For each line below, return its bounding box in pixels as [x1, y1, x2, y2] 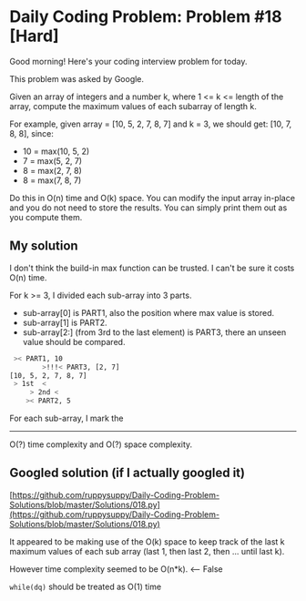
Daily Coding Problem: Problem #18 [9, 6, 282, 27]
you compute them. [9, 211, 83, 222]
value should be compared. [22, 336, 126, 347]
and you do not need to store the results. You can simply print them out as [9, 202, 288, 213]
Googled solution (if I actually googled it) [9, 465, 246, 481]
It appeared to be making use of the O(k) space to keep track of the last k [9, 535, 285, 547]
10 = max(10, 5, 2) [22, 146, 90, 157]
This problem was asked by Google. [9, 73, 144, 84]
